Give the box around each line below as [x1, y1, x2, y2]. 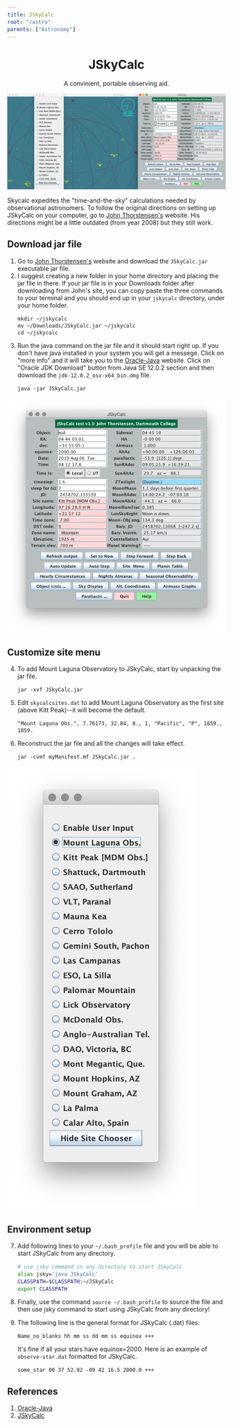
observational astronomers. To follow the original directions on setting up [7, 203, 216, 211]
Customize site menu [7, 646, 101, 658]
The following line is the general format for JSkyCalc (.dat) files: [17, 1319, 200, 1327]
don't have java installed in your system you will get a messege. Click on [17, 349, 224, 357]
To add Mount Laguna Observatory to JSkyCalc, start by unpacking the [17, 665, 221, 673]
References [7, 1385, 58, 1397]
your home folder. [17, 301, 69, 309]
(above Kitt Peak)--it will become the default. [17, 706, 146, 714]
